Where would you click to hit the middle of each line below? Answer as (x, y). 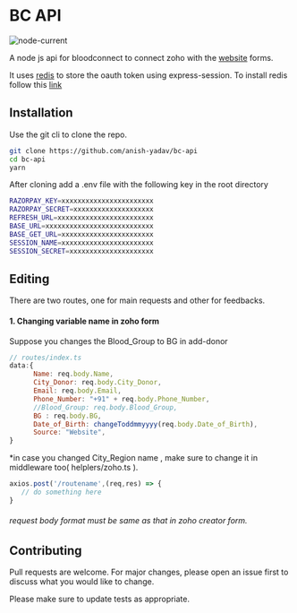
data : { (21, 366)
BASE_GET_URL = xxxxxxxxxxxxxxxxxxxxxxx (81, 234)
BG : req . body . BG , (67, 416)
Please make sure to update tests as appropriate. (100, 599)
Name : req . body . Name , (73, 374)
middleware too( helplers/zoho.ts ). (74, 468)
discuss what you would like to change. (82, 582)
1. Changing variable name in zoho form (84, 321)
